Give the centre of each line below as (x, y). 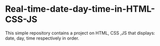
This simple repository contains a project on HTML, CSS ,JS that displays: (80, 33)
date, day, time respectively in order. (42, 38)
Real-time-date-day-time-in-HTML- (80, 9)
